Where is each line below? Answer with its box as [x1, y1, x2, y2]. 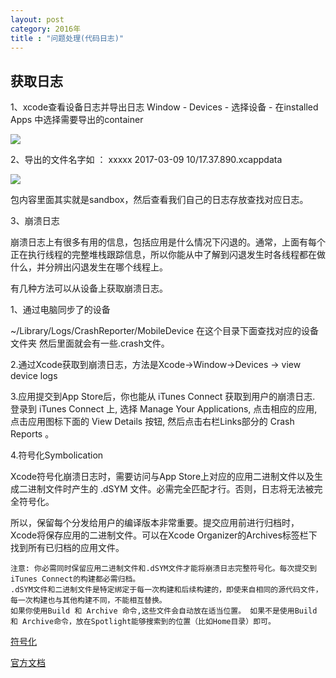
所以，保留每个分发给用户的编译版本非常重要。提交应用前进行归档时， [10, 517, 300, 529]
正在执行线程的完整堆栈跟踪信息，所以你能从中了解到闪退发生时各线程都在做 [10, 249, 326, 261]
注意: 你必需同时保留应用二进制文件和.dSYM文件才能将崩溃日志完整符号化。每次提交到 [10, 564, 318, 574]
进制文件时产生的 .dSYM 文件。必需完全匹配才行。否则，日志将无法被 [27, 483, 315, 495]
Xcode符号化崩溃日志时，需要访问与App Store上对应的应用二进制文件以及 [10, 471, 315, 483]
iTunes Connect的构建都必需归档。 [10, 574, 141, 585]
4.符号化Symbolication [10, 449, 104, 461]
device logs [10, 370, 58, 382]
